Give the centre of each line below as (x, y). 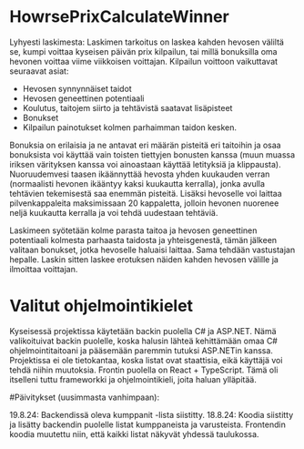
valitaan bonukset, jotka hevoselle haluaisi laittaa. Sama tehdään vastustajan (152, 250)
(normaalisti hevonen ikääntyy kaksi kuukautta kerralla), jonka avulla (137, 183)
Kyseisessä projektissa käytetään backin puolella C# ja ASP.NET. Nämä (143, 331)
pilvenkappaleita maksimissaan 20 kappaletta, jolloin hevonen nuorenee (144, 203)
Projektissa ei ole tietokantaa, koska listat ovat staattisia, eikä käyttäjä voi (146, 360)
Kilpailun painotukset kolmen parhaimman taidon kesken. (130, 127)
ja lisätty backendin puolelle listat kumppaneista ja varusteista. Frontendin (148, 424)
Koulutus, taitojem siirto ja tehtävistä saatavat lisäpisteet (127, 107)
